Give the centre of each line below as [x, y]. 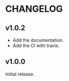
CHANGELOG [34, 9]
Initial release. [20, 74]
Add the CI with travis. [36, 46]
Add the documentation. [38, 40]
